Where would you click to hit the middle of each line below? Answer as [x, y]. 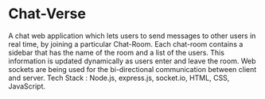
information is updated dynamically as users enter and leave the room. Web [132, 61]
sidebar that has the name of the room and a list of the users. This [117, 52]
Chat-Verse [47, 14]
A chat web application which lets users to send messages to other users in [132, 36]
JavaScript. [27, 86]
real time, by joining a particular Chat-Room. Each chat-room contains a [126, 44]
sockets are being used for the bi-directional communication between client [132, 69]
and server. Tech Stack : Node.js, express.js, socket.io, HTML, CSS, [119, 78]
